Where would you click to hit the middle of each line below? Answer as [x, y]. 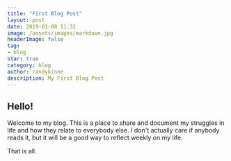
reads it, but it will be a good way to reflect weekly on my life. [95, 138]
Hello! [20, 106]
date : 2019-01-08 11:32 [42, 26]
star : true [23, 59]
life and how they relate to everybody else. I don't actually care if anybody [113, 130]
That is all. [22, 151]
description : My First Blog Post [56, 78]
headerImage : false [35, 40]
